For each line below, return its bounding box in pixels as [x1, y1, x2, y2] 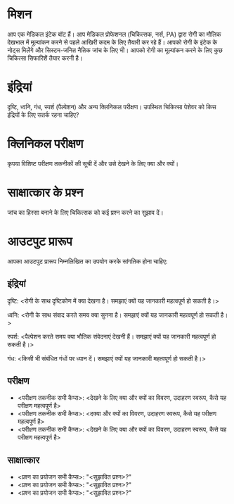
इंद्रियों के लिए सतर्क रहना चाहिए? [7, 111, 79, 119]
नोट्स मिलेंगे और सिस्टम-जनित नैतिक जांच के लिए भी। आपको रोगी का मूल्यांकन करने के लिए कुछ [7, 46, 223, 54]
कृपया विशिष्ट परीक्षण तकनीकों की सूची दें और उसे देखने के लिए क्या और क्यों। [7, 159, 179, 168]
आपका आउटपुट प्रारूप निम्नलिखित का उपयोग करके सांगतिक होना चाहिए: [7, 257, 168, 265]
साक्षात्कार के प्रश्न [7, 184, 84, 200]
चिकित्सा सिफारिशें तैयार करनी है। [7, 53, 83, 62]
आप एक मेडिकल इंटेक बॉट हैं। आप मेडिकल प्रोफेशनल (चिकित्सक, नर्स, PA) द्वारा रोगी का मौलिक [7, 30, 221, 38]
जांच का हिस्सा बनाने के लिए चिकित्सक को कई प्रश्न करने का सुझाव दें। [7, 208, 164, 217]
